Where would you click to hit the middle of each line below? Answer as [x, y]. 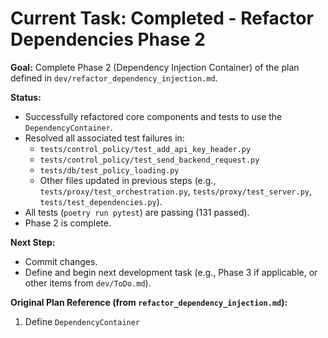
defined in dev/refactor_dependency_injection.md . [114, 78]
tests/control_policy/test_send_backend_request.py [149, 160]
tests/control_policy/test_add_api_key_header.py [145, 149]
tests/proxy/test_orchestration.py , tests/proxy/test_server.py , [176, 191]
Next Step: [33, 242]
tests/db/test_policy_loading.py [109, 170]
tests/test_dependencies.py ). [101, 201]
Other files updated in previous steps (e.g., [128, 180]
